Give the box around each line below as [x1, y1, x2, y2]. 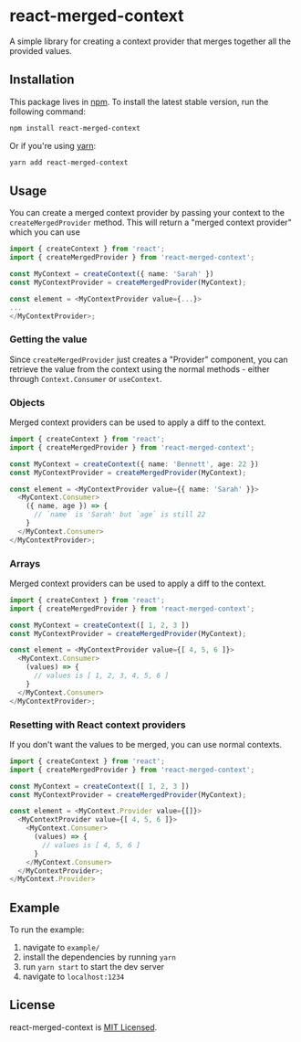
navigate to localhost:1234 [22, 971, 125, 983]
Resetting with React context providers [9, 718, 186, 731]
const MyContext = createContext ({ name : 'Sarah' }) [9, 270, 214, 279]
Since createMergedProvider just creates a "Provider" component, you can [9, 354, 289, 365]
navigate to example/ [22, 942, 100, 953]
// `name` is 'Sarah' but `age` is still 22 [33, 510, 206, 519]
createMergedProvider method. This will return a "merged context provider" [9, 217, 292, 229]
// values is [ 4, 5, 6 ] [42, 840, 141, 850]
